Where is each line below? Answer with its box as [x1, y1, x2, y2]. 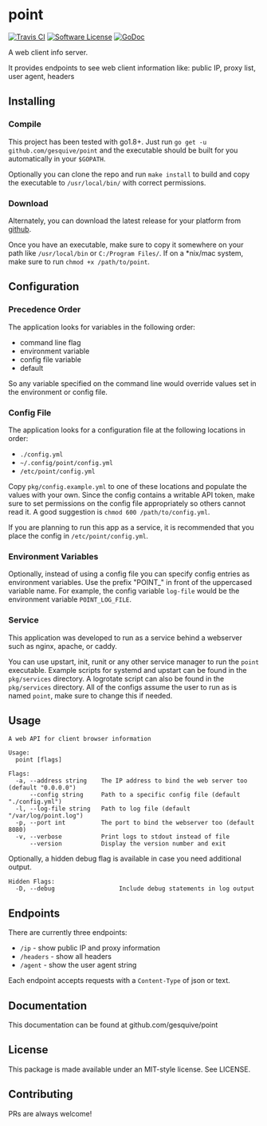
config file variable [19, 354, 82, 364]
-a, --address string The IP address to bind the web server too [15, 777, 248, 785]
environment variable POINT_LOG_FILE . [8, 595, 132, 604]
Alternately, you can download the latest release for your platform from [8, 216, 241, 225]
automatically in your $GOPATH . [8, 153, 106, 163]
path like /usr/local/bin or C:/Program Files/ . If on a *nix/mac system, [8, 248, 244, 257]
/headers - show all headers [19, 952, 112, 961]
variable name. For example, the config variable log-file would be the [8, 586, 240, 596]
